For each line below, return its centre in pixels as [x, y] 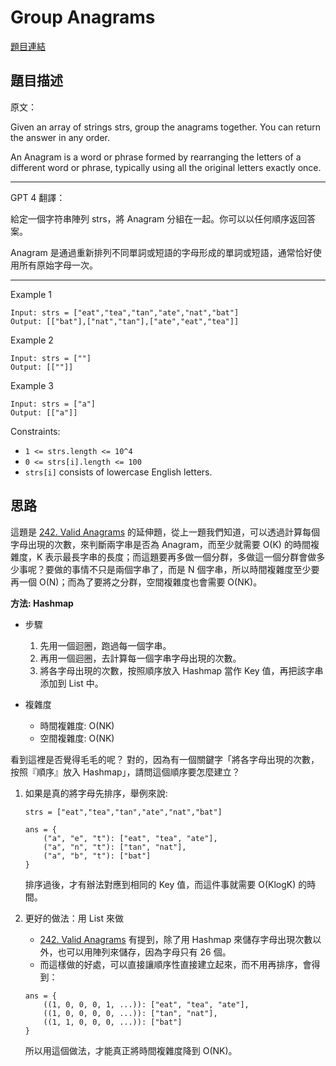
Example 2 [32, 340]
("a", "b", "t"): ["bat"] [97, 856]
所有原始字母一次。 [58, 265]
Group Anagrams [83, 17]
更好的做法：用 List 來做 [74, 918]
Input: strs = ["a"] [53, 404]
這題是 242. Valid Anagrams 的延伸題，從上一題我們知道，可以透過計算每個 [165, 532]
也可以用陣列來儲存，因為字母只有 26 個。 [144, 952]
